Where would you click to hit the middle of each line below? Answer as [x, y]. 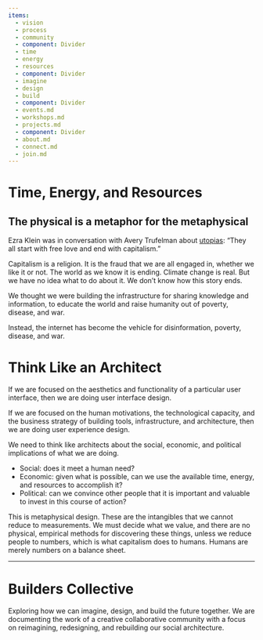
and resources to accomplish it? [71, 485]
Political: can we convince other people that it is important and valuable [135, 493]
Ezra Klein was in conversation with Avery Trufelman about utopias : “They [127, 241]
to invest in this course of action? [73, 502]
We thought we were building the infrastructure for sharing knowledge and [128, 296]
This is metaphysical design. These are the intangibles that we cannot [121, 517]
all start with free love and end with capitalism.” [85, 249]
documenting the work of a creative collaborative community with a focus [127, 620]
